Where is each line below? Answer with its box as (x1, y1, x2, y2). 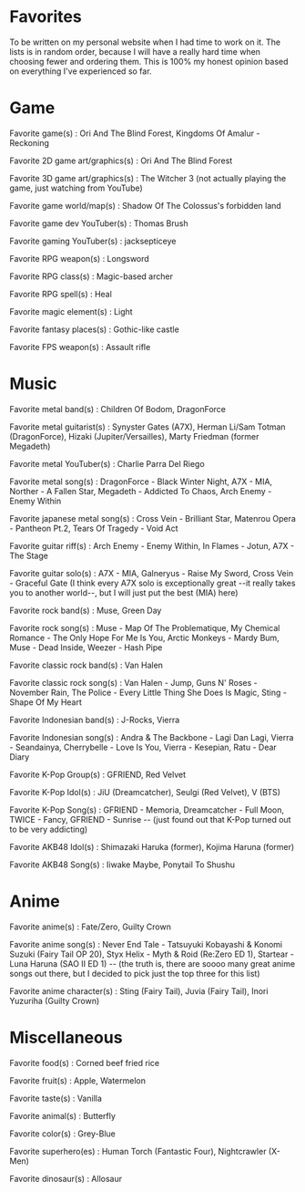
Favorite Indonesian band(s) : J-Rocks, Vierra (9, 714, 180, 725)
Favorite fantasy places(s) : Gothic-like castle (9, 324, 179, 335)
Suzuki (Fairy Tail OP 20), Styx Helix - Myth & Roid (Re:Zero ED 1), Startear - (9, 948, 294, 959)
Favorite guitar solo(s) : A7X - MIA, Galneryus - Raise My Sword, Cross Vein (9, 567, 294, 578)
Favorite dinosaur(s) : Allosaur (9, 1173, 123, 1184)
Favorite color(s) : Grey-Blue (9, 1128, 116, 1139)
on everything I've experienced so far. (9, 66, 152, 77)
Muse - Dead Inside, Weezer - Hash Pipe (9, 641, 163, 653)
